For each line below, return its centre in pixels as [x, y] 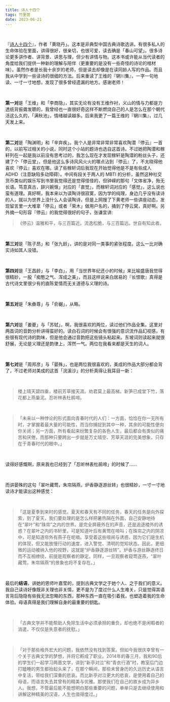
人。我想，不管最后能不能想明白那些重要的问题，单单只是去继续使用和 [91, 688]
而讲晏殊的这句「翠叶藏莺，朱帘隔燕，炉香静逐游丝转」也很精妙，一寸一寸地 [85, 485]
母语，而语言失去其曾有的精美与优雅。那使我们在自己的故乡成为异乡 [89, 682]
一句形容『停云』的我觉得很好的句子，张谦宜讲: [63, 212]
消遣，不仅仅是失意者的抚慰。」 [50, 629]
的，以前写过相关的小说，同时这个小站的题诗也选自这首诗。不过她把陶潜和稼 [85, 149]
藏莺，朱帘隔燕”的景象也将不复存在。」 [57, 563]
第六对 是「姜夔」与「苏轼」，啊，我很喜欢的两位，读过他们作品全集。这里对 [84, 325]
